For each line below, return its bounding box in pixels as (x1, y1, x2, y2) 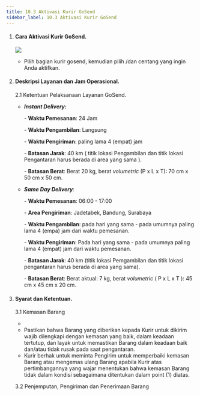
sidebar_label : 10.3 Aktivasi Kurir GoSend (6, 14, 117, 20)
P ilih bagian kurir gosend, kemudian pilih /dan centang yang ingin (23, 58, 186, 65)
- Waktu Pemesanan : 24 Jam (23, 114, 98, 122)
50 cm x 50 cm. (23, 174, 63, 181)
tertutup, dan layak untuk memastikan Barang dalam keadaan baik (23, 339, 188, 347)
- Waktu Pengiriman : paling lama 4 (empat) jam (23, 138, 143, 145)
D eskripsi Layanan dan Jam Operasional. (14, 78, 120, 85)
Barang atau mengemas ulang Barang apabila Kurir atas (23, 359, 162, 366)
